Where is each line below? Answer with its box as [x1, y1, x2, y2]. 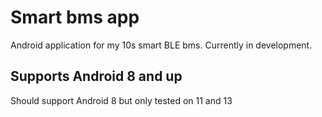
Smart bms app [10, 6, 140, 29]
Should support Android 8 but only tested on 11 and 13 [10, 94, 233, 106]
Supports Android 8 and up [10, 68, 183, 85]
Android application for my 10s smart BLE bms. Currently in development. [10, 39, 313, 51]
